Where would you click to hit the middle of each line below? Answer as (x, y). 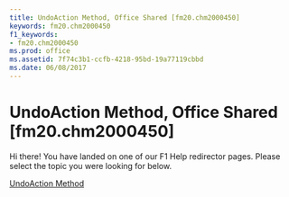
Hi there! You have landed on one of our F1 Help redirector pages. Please (145, 156)
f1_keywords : (34, 34)
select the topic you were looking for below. (91, 166)
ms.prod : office (40, 51)
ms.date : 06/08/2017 (48, 68)
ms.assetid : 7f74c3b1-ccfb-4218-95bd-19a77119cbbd (107, 59)
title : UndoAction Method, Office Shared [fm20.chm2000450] (125, 18)
